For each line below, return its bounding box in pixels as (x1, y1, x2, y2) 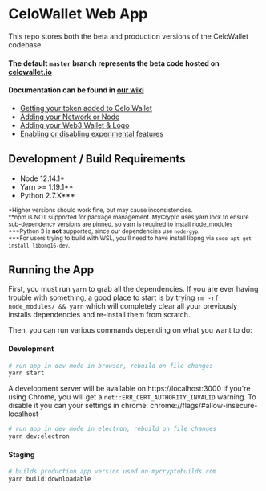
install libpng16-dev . (8, 241, 71, 249)
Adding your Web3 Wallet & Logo (19, 120, 130, 129)
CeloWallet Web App (8, 5, 148, 23)
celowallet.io (8, 67, 52, 76)
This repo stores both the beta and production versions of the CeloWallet (8, 31, 249, 41)
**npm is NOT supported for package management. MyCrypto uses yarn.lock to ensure (8, 213, 249, 221)
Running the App (8, 263, 95, 276)
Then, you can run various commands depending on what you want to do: (8, 325, 252, 335)
